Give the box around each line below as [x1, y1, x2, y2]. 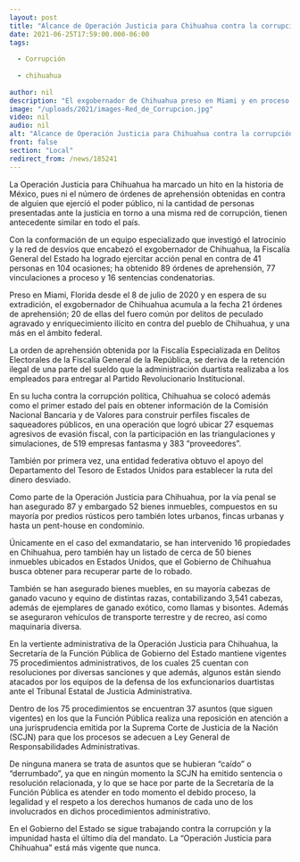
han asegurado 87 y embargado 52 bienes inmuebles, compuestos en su [9, 501, 279, 512]
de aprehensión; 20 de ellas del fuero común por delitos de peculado [9, 308, 263, 319]
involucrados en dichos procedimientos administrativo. [9, 806, 212, 816]
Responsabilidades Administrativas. [9, 741, 140, 751]
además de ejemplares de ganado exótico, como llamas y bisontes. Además [9, 602, 288, 613]
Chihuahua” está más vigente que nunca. [9, 841, 161, 853]
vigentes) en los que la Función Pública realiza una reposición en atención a [9, 712, 288, 724]
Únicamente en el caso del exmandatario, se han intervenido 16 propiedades [9, 537, 291, 548]
